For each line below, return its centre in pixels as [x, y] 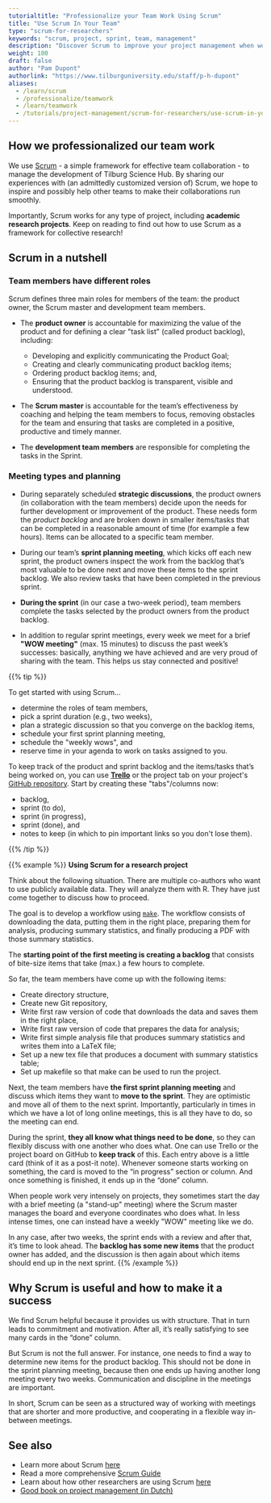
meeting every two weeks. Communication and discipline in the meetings [130, 1379]
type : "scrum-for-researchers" [61, 31]
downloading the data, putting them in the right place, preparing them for [130, 922]
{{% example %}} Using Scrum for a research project [98, 865]
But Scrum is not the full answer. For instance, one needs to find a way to [130, 1353]
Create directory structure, [64, 994]
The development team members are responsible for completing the [135, 447]
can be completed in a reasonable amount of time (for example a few [135, 528]
